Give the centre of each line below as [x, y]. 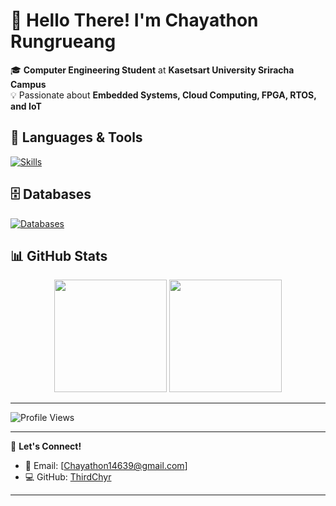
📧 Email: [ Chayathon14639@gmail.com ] [106, 466]
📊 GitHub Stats [59, 255]
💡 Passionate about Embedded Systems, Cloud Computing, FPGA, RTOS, [163, 95]
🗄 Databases [51, 194]
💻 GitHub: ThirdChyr [68, 477]
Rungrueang [63, 41]
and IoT [26, 106]
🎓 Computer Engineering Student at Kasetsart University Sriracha [152, 70]
